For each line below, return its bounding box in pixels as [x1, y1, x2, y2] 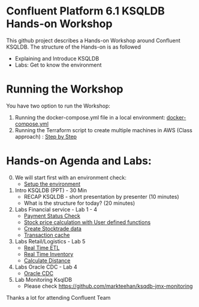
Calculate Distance [23, 257, 71, 264]
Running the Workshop [6, 82, 123, 96]
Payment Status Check [23, 212, 81, 219]
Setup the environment [23, 180, 81, 187]
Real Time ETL [23, 244, 60, 251]
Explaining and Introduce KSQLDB [14, 55, 99, 62]
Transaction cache [23, 231, 70, 239]
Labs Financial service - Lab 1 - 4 [14, 205, 98, 213]
